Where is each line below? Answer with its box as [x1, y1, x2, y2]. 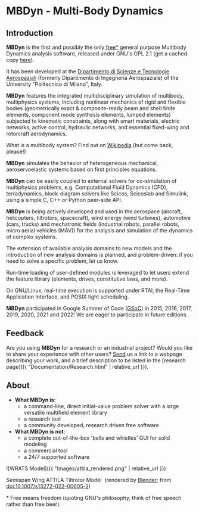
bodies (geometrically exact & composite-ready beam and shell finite [6, 105, 176, 111]
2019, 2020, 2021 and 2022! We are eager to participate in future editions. [6, 311, 188, 318]
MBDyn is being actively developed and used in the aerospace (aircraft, [6, 208, 183, 215]
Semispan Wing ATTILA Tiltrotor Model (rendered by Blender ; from [6, 476, 172, 483]
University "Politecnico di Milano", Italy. [6, 80, 102, 88]
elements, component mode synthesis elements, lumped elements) [6, 111, 171, 118]
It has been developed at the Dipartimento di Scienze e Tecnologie [6, 68, 170, 75]
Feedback [6, 328, 44, 338]
